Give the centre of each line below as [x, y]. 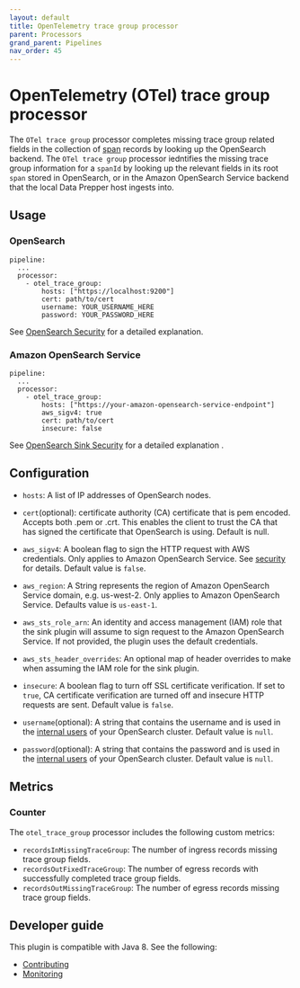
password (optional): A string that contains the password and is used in [151, 749]
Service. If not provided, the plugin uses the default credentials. [140, 641]
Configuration [49, 473]
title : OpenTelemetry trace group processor [94, 26]
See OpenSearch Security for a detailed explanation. [106, 331]
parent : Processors [46, 34]
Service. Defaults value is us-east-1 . [90, 604]
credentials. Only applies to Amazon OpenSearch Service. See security [154, 558]
